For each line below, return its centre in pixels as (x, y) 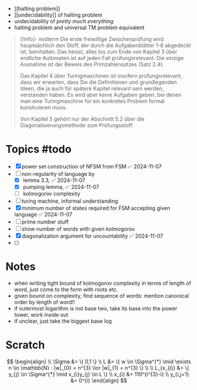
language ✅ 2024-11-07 (43, 215)
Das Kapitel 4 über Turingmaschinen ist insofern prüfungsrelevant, (101, 76)
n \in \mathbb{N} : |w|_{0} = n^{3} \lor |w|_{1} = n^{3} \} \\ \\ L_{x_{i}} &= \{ (99, 368)
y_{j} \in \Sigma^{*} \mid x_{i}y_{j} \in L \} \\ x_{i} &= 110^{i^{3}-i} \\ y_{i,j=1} (99, 374)
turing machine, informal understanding (70, 201)
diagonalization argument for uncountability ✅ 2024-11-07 (92, 236)
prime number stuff (45, 222)
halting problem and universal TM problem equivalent (79, 27)
